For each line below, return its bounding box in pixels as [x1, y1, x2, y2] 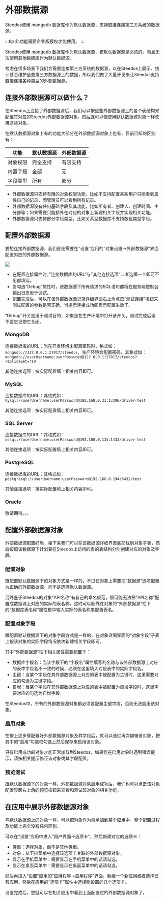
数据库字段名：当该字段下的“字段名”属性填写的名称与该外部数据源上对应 [12, 659, 159, 665]
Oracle [5, 498, 22, 505]
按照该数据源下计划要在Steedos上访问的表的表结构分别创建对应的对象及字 [9, 546, 160, 552]
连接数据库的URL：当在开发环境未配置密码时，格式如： [5, 343, 117, 349]
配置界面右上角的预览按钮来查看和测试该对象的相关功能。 [5, 787, 121, 793]
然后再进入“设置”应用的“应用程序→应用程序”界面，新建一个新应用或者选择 [5, 872, 155, 879]
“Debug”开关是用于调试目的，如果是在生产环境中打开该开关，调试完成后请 [5, 312, 156, 318]
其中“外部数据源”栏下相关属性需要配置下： [5, 649, 91, 655]
